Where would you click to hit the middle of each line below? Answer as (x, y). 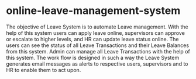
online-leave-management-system (93, 11)
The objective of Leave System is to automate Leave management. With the (97, 27)
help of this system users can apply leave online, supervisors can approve (96, 33)
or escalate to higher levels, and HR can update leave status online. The (92, 39)
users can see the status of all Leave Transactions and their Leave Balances (97, 45)
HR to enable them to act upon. (44, 70)
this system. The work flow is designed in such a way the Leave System (93, 58)
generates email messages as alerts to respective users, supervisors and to (97, 64)
